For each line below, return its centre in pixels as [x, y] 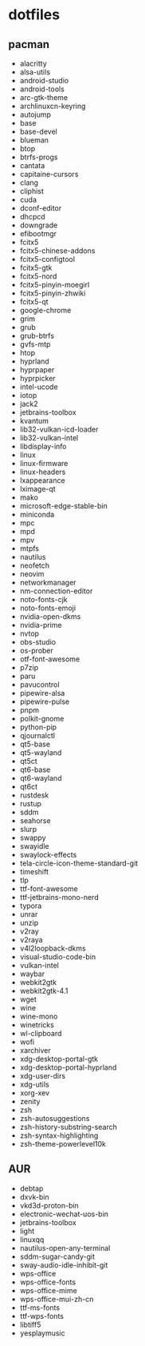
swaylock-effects [48, 855]
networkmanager [48, 583]
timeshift [34, 872]
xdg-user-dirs [43, 1076]
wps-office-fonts [48, 1282]
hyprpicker [37, 378]
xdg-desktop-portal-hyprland [68, 1067]
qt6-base [35, 769]
